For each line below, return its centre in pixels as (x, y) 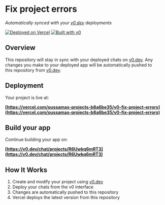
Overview (20, 48)
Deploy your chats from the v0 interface (53, 187)
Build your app (28, 127)
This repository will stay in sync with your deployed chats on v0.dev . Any (79, 60)
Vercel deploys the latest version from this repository (66, 198)
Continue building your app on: (36, 139)
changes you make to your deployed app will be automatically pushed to (79, 65)
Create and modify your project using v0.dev (58, 182)
